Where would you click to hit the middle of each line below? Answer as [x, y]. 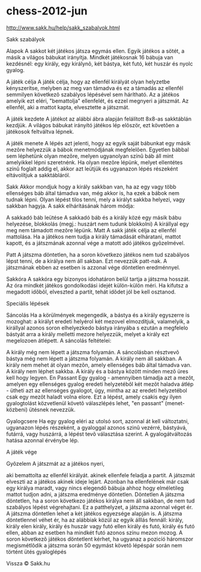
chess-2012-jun [47, 11]
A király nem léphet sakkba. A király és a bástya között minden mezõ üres [97, 371]
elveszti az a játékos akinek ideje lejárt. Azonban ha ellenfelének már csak [98, 481]
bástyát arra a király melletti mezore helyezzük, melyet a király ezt [88, 334]
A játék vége [22, 452]
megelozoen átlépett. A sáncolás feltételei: [59, 340]
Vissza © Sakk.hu [28, 563]
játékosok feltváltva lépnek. [40, 131]
